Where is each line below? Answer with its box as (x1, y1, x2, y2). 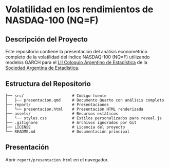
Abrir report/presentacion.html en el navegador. (5, 156, 109, 162)
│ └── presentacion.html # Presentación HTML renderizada (5, 107, 144, 112)
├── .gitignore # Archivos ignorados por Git (5, 120, 137, 125)
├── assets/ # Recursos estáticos (5, 111, 118, 116)
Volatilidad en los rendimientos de (5, 4, 154, 15)
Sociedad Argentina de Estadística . (5, 65, 80, 71)
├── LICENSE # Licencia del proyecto (5, 124, 125, 130)
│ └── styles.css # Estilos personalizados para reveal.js (5, 115, 162, 121)
